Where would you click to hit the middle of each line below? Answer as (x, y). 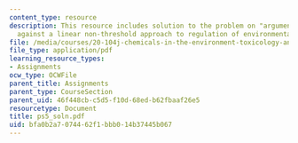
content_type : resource (53, 17)
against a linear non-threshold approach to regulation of (129, 34)
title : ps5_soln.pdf (47, 116)
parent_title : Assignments (59, 83)
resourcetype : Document (53, 108)
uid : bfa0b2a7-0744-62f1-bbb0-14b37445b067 (91, 125)
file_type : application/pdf (61, 51)
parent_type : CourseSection (61, 91)
